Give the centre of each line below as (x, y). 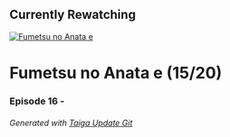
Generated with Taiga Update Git (71, 123)
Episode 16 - (37, 101)
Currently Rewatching (72, 15)
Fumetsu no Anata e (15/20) (116, 73)
